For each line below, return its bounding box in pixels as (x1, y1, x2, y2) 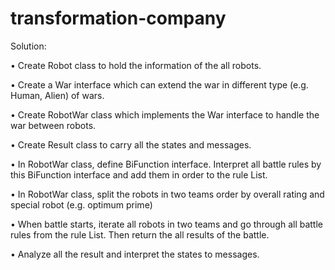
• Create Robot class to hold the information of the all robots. (10, 59, 262, 71)
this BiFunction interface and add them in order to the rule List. (10, 168, 268, 181)
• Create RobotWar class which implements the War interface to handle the (10, 108, 320, 121)
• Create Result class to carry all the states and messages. (10, 138, 252, 151)
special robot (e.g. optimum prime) (10, 198, 153, 211)
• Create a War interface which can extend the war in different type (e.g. (10, 78, 309, 91)
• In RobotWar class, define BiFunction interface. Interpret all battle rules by (10, 158, 322, 170)
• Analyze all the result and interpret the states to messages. (10, 248, 260, 260)
